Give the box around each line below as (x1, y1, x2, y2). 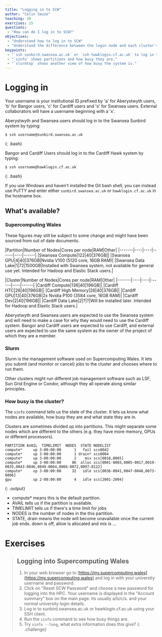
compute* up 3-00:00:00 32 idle (5, 469, 92, 474)
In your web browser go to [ (24, 570, 80, 576)
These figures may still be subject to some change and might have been (5, 232, 148, 238)
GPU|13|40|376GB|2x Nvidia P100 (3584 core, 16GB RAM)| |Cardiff (5, 292, 138, 298)
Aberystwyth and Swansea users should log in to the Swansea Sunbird (5, 118, 146, 124)
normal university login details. (24, 601, 85, 606)
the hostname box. (5, 193, 42, 199)
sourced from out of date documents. (5, 238, 80, 243)
